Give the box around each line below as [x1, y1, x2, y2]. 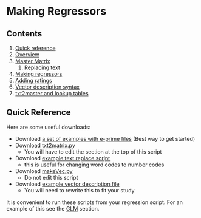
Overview [15, 51, 39, 58]
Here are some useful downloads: [6, 123, 91, 131]
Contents [6, 29, 43, 39]
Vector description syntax [15, 83, 80, 90]
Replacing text [24, 64, 61, 71]
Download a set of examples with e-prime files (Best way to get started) [15, 135, 196, 142]
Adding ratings [15, 77, 53, 84]
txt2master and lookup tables [15, 90, 89, 97]
